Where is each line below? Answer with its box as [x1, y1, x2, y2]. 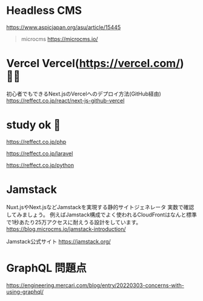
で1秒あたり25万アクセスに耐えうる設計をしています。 [6, 218, 142, 225]
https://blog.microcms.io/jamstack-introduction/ [6, 225, 126, 233]
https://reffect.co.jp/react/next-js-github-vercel [6, 97, 125, 104]
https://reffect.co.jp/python [6, 161, 75, 169]
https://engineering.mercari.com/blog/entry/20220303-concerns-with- [6, 282, 185, 289]
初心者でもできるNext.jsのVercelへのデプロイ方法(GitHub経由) [6, 90, 162, 97]
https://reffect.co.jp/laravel [6, 149, 73, 157]
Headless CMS [6, 4, 82, 18]
